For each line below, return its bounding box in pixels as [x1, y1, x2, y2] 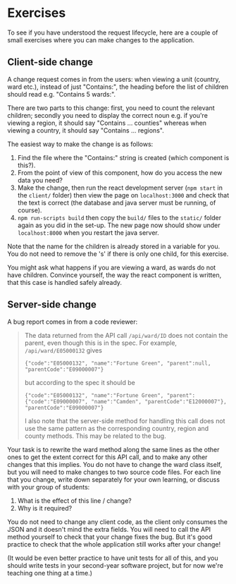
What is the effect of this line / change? [17, 496, 132, 505]
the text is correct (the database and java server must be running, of [17, 198, 216, 207]
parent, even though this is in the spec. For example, [24, 339, 178, 347]
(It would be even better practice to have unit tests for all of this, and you [7, 554, 218, 562]
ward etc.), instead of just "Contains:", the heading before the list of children [7, 83, 229, 91]
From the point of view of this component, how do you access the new [17, 168, 223, 177]
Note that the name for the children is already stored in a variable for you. [7, 242, 221, 250]
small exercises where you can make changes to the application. [7, 35, 195, 44]
